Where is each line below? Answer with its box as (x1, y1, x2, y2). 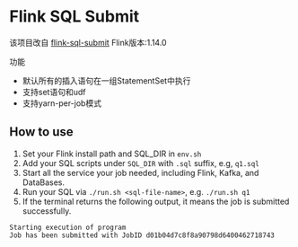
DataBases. (22, 177, 66, 188)
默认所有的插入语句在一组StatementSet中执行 (22, 75, 191, 86)
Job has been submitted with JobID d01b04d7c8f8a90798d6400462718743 (9, 231, 276, 240)
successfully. (22, 205, 72, 216)
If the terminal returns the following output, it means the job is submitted (22, 196, 290, 207)
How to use (9, 124, 74, 140)
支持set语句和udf (22, 86, 86, 97)
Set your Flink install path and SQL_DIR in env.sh (22, 148, 202, 159)
